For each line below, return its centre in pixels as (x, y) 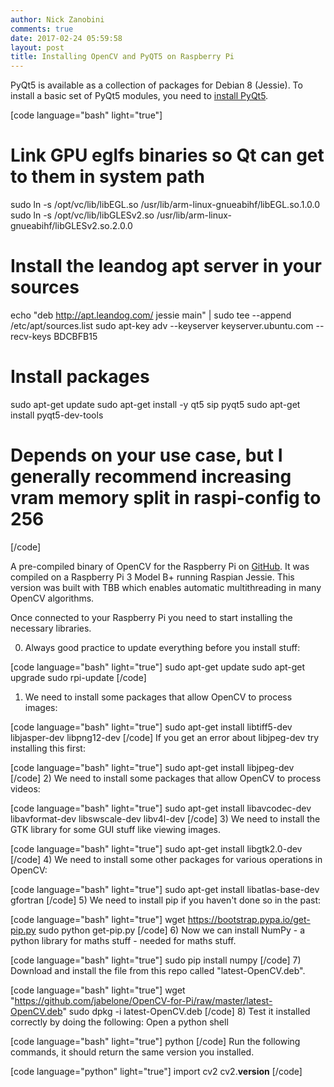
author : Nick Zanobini (57, 19)
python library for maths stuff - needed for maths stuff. (123, 940)
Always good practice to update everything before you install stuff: (162, 647)
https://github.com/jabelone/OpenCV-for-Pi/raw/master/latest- (143, 1000)
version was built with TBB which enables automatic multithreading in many (166, 587)
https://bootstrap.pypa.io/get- (249, 919)
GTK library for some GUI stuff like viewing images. (116, 829)
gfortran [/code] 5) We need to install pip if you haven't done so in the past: (166, 900)
